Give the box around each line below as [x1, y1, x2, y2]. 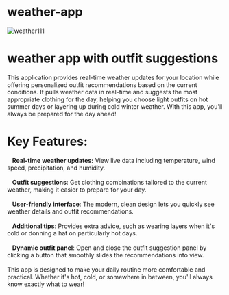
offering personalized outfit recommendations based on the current [7, 80, 197, 89]
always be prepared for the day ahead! [7, 110, 117, 118]
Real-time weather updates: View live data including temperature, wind [12, 156, 216, 164]
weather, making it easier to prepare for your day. [7, 185, 147, 194]
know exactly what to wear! [7, 280, 85, 288]
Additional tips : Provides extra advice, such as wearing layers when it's [12, 222, 215, 230]
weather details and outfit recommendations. [7, 207, 134, 216]
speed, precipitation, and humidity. [7, 164, 106, 172]
